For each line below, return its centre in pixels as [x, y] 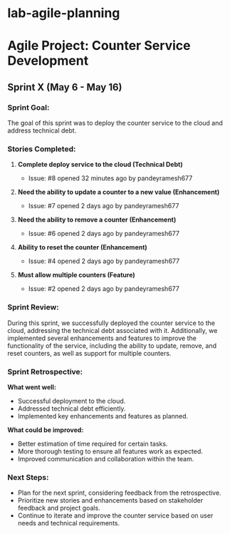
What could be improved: [46, 430]
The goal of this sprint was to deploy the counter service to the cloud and [115, 123]
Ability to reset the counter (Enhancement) [82, 247]
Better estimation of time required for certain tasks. [93, 443]
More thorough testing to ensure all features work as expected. [110, 451]
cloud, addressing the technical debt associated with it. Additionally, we [113, 330]
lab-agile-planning [64, 13]
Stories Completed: [42, 149]
